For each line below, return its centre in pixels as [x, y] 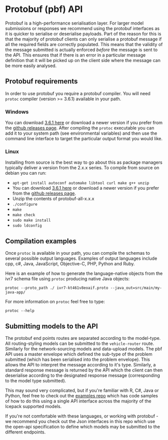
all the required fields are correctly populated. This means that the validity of [84, 44]
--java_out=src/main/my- [136, 288]
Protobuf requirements [41, 81]
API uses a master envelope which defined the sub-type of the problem [79, 354]
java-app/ [15, 292]
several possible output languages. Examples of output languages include [81, 258]
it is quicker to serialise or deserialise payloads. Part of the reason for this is [83, 34]
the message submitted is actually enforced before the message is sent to [81, 50]
